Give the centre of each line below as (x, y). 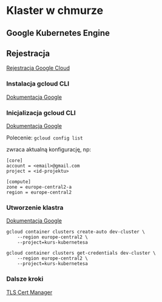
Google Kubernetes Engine (58, 33)
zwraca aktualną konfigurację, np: (49, 149)
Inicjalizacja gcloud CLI (41, 113)
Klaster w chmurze (55, 11)
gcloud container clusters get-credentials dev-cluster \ (81, 253)
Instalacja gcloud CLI (38, 84)
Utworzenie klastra (35, 207)
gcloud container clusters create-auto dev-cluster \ (76, 232)
